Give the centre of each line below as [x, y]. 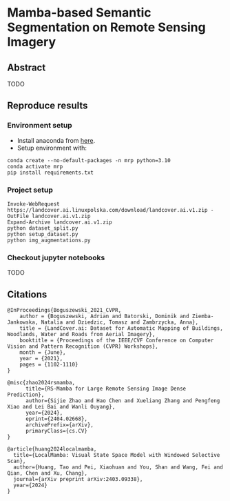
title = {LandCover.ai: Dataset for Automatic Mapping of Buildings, [122, 328]
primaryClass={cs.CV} [56, 431]
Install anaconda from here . [56, 140]
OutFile [18, 216]
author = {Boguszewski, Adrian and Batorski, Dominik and [104, 316]
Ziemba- [203, 316]
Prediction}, [26, 395]
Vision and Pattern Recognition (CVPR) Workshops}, [83, 346]
